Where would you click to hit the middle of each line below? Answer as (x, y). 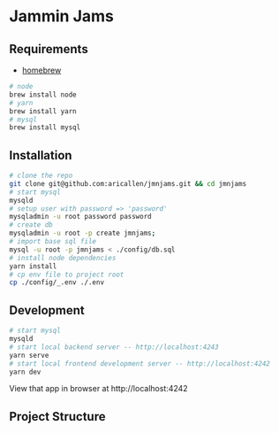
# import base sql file (53, 242)
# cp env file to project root (67, 274)
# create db (31, 225)
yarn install (33, 266)
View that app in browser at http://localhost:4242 (98, 389)
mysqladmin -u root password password (80, 217)
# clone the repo (41, 176)
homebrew (41, 70)
